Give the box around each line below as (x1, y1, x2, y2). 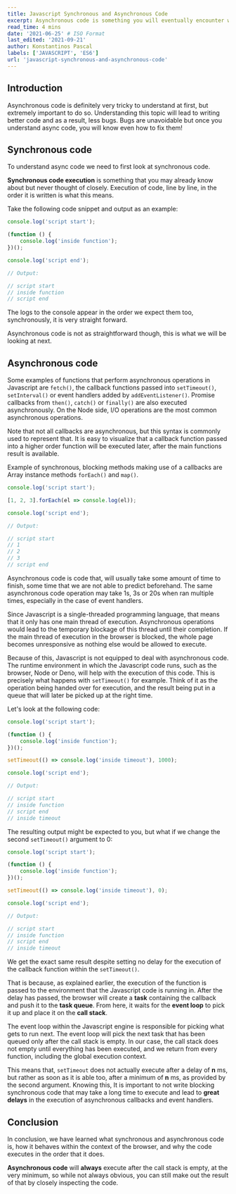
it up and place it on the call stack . (7, 1009, 107, 1017)
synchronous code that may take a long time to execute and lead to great (7, 1088, 220, 1097)
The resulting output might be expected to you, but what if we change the (7, 827, 221, 835)
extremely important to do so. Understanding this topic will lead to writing (7, 108, 220, 117)
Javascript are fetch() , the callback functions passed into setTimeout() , (7, 383, 216, 392)
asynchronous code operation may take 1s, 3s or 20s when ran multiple (7, 589, 214, 597)
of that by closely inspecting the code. (7, 1179, 119, 1187)
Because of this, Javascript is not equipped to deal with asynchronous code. (7, 653, 229, 662)
